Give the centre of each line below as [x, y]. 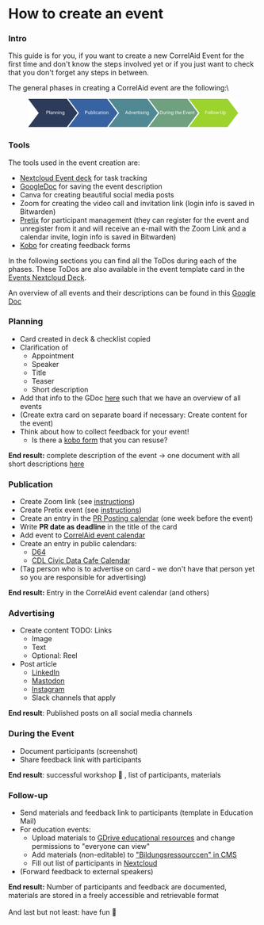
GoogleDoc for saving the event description [91, 186]
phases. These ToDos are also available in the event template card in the [127, 269]
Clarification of [44, 347]
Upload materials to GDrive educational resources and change [133, 838]
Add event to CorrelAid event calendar [82, 535]
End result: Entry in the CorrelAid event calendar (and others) [109, 593]
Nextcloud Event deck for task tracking [83, 178]
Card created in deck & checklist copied [85, 338]
